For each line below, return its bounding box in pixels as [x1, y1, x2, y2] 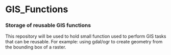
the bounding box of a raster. [5, 44, 66, 50]
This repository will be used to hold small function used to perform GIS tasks [5, 33, 166, 39]
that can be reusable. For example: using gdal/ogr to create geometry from [5, 39, 163, 45]
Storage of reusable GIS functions [5, 22, 91, 29]
